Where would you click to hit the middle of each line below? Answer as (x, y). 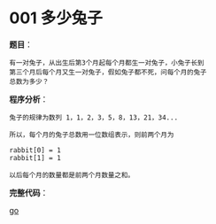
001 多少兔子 (56, 18)
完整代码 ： (29, 192)
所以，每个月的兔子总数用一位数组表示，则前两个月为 (92, 135)
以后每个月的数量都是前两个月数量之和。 (72, 175)
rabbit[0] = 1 (35, 150)
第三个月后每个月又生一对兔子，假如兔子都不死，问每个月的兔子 (108, 72)
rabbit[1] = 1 (35, 158)
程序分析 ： (29, 99)
